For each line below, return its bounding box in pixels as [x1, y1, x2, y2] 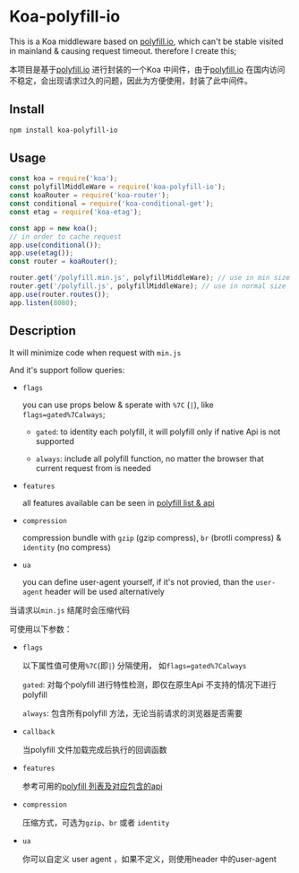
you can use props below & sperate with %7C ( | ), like [21, 399, 215, 410]
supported [35, 435, 74, 446]
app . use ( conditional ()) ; [9, 240, 102, 249]
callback [21, 727, 56, 737]
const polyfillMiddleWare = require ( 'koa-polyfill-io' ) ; [9, 182, 226, 192]
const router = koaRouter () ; [9, 258, 118, 266]
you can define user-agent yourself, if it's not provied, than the [21, 576, 253, 587]
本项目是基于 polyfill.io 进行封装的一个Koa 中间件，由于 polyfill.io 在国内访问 [9, 64, 286, 74]
